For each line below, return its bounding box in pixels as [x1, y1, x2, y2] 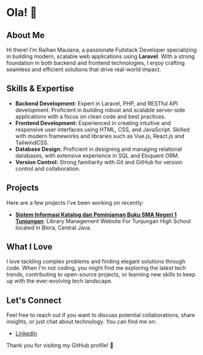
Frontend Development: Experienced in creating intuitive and [15, 119, 171, 126]
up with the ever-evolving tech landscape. [6, 277, 113, 284]
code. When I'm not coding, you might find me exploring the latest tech [6, 264, 186, 272]
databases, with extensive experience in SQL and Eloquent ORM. [15, 151, 180, 159]
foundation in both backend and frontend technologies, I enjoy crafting [6, 59, 185, 66]
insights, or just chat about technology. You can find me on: [6, 318, 157, 326]
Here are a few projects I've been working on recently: [6, 199, 144, 206]
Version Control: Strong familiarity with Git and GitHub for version [15, 158, 183, 166]
